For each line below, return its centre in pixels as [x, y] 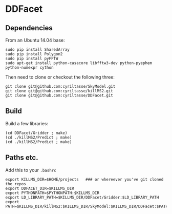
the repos [16, 184]
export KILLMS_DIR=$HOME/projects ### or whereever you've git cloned [84, 179]
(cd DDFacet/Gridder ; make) [36, 133]
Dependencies [29, 28]
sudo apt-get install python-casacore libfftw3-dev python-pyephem [79, 63]
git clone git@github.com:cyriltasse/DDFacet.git [59, 95]
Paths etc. [22, 158]
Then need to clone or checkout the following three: [60, 77]
